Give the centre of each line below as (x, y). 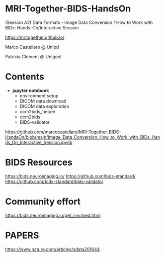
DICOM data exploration (44, 106)
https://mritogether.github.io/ (35, 37)
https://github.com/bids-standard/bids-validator (54, 181)
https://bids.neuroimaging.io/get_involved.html (53, 215)
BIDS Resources (39, 163)
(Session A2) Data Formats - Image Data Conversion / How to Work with (79, 22)
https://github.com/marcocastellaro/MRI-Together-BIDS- (63, 132)
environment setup (39, 95)
